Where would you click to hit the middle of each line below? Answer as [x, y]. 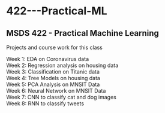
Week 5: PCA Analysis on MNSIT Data [53, 84]
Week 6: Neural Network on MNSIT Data [56, 91]
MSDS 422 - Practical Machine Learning [82, 33]
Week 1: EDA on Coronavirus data [47, 59]
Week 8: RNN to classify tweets [45, 103]
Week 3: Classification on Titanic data [53, 72]
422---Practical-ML [57, 11]
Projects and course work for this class [55, 47]
